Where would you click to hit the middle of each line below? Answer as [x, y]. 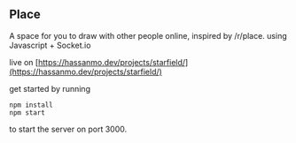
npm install [31, 105]
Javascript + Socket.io [50, 45]
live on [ [24, 62]
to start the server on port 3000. [68, 129]
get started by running [50, 88]
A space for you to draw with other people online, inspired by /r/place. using [148, 35]
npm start [27, 113]
